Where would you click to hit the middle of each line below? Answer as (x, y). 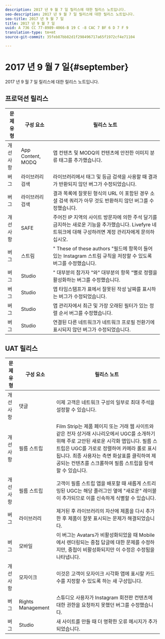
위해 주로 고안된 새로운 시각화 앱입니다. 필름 (104, 441)
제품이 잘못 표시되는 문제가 (97, 519)
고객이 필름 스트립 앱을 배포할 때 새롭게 (99, 483)
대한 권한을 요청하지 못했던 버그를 (93, 605)
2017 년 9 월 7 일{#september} (67, 67)
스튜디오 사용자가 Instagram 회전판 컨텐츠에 (104, 598)
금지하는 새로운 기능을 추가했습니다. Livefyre (102, 224)
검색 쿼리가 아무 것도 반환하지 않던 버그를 (103, 200)
